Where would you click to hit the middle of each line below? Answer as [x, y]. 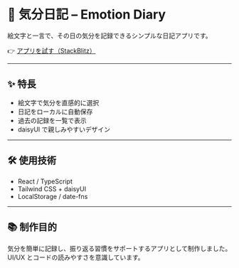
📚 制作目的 [32, 227]
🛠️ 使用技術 [32, 161]
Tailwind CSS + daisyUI [52, 188]
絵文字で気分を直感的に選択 [58, 102]
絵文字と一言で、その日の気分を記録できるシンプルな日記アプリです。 [110, 36]
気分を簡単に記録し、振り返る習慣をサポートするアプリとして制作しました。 [119, 249]
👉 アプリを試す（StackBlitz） [52, 50]
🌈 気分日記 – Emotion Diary [86, 15]
